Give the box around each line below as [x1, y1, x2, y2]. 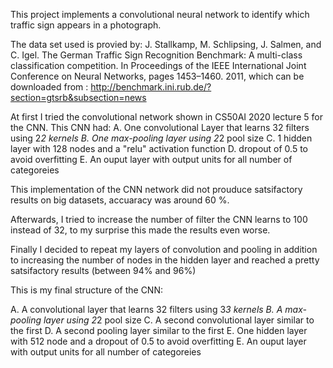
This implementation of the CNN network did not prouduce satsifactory [10, 184, 303, 195]
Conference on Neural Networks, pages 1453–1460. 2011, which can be [10, 70, 305, 82]
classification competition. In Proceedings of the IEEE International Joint [10, 60, 307, 71]
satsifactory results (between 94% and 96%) [10, 265, 197, 276]
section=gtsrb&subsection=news [10, 92, 147, 103]
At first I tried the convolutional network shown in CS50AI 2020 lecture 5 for [10, 111, 323, 123]
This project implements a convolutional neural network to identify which [10, 9, 310, 20]
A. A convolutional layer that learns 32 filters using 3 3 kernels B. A [10, 304, 283, 315]
